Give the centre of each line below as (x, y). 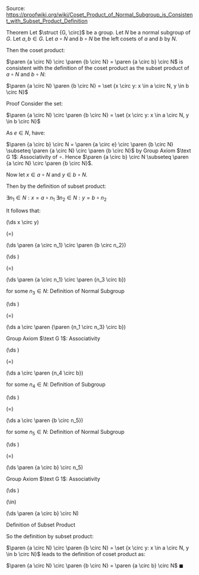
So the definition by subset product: (50, 536)
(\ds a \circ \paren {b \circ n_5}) (45, 420)
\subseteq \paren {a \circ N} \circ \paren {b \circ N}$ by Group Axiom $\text (99, 151)
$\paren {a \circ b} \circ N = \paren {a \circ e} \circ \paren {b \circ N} (90, 145)
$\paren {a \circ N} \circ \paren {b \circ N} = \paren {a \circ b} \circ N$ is (95, 62)
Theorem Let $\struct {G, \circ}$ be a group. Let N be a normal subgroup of (98, 33)
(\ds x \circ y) (23, 222)
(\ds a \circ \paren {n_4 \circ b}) (45, 373)
